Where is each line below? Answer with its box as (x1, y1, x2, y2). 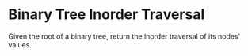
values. (8, 39, 32, 49)
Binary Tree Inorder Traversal (8, 6, 205, 24)
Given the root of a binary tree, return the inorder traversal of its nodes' (8, 32, 241, 41)
